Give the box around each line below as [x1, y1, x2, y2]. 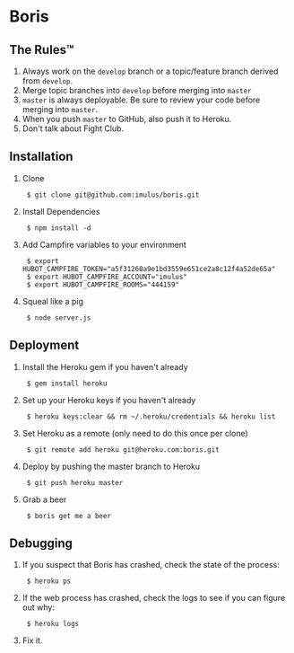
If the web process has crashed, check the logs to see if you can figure [22, 593, 286, 604]
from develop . [22, 75, 73, 86]
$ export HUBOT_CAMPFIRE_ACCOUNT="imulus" [26, 272, 188, 281]
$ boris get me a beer [26, 511, 112, 520]
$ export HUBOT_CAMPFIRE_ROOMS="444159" [26, 280, 180, 289]
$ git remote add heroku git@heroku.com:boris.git [26, 445, 220, 454]
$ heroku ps [26, 577, 72, 586]
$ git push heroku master [26, 478, 124, 487]
